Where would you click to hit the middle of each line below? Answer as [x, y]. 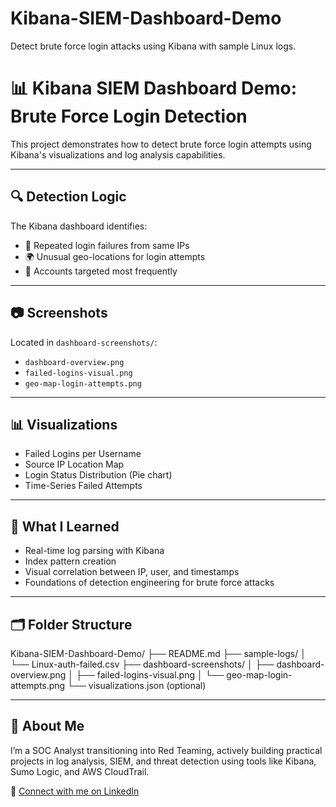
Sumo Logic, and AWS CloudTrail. [80, 771]
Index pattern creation [70, 561]
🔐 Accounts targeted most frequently [101, 271]
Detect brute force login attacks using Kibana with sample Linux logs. [153, 46]
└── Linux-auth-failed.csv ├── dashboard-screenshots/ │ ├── [142, 664]
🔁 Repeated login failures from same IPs [107, 245]
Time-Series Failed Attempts [83, 486]
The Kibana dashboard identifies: [79, 226]
